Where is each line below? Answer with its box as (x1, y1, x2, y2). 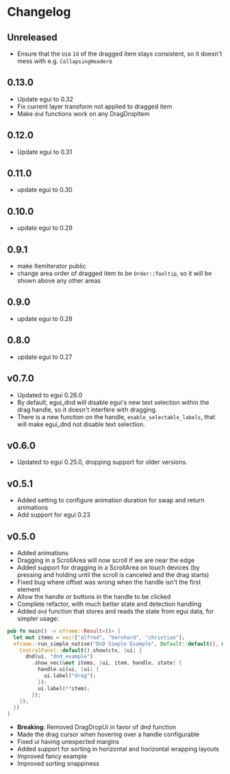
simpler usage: (16, 614, 60, 622)
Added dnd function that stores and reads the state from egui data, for (16, 607, 214, 615)
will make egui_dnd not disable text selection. (16, 420, 146, 428)
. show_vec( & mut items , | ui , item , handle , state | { (31, 659, 183, 666)
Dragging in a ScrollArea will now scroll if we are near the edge (16, 556, 195, 564)
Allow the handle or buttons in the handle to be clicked (16, 592, 171, 600)
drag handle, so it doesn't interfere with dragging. (16, 406, 157, 414)
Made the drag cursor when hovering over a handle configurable (16, 730, 200, 738)
